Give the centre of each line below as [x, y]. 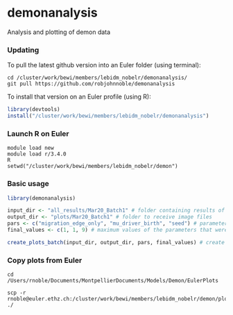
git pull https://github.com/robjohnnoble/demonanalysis [91, 84]
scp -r [17, 293]
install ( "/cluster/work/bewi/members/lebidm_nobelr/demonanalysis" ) [108, 116]
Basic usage [28, 184]
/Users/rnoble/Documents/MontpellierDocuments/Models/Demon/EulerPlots [113, 281]
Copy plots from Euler [45, 260]
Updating [23, 50]
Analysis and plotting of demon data [59, 32]
